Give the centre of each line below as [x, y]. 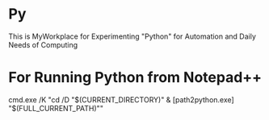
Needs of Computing [43, 44]
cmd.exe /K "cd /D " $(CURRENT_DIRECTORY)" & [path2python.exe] [121, 99]
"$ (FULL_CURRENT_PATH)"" [56, 108]
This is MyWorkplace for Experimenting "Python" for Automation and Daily [132, 36]
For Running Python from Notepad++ [135, 78]
